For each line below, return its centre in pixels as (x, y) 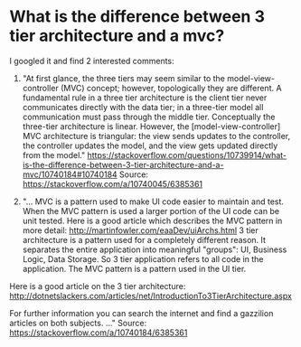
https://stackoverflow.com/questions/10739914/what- (187, 155)
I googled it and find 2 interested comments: (92, 61)
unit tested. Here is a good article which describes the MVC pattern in (152, 220)
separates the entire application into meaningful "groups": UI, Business (155, 249)
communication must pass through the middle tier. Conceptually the (149, 117)
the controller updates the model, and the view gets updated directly (150, 145)
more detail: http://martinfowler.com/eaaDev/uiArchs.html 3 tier (141, 230)
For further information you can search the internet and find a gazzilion (141, 313)
